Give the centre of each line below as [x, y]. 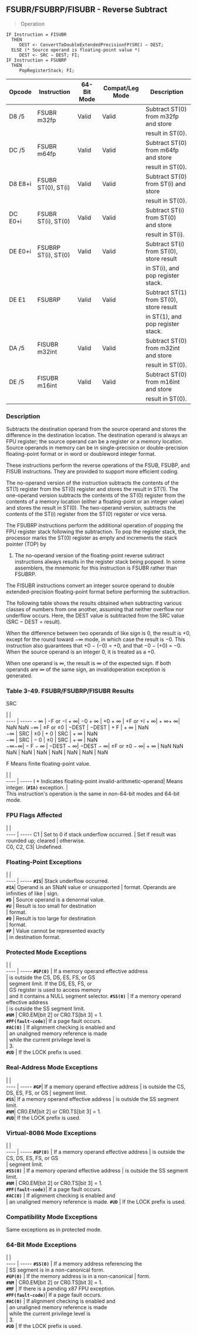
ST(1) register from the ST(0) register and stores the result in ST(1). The [92, 489]
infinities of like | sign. [33, 893]
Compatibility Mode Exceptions [52, 1217]
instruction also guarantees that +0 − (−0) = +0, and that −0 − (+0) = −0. [94, 646]
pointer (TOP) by [26, 544]
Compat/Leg [121, 88]
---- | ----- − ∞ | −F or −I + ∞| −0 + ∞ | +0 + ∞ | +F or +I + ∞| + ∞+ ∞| [93, 721]
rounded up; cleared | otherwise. [46, 841]
